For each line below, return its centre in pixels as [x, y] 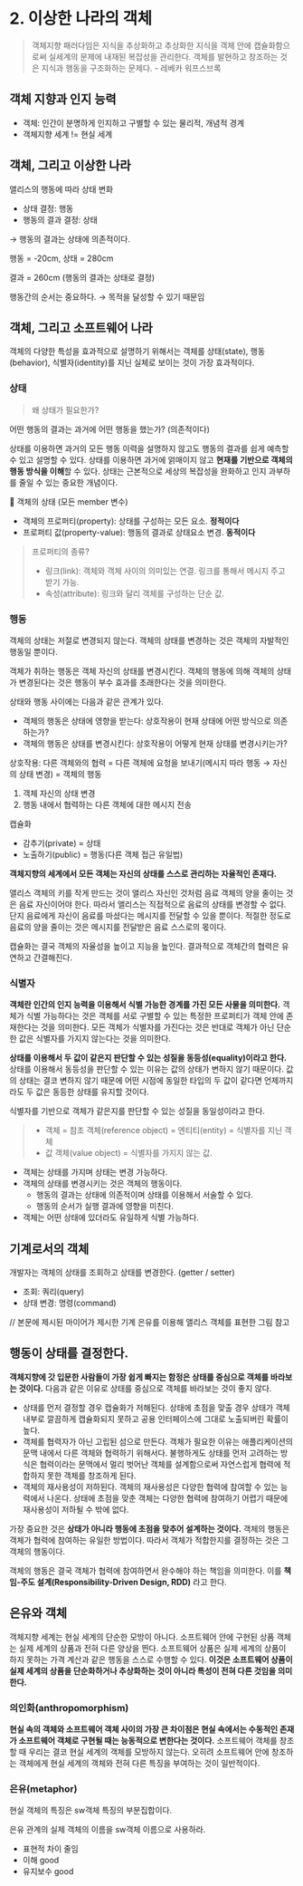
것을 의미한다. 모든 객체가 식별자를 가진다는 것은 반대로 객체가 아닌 [157, 1027]
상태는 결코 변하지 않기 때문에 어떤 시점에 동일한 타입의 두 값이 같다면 [140, 1081]
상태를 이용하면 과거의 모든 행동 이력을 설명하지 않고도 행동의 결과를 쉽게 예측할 [149, 448]
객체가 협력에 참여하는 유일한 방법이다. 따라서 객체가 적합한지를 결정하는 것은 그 [149, 1540]
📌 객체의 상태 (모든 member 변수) [69, 501]
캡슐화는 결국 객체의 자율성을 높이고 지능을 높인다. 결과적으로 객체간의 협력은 [145, 946]
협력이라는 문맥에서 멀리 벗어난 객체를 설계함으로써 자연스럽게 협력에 [161, 1464]
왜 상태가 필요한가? [65, 409]
